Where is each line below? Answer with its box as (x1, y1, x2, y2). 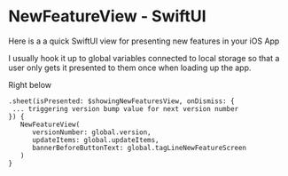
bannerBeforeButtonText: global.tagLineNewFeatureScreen (31, 143, 247, 152)
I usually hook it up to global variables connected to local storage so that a (8, 52, 280, 63)
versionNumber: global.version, (31, 127, 152, 137)
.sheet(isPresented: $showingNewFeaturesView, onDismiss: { (8, 96, 236, 106)
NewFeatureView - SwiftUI (8, 6, 206, 27)
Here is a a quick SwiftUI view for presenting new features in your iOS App (8, 36, 280, 46)
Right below (8, 79, 52, 90)
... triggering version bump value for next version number (12, 104, 239, 113)
